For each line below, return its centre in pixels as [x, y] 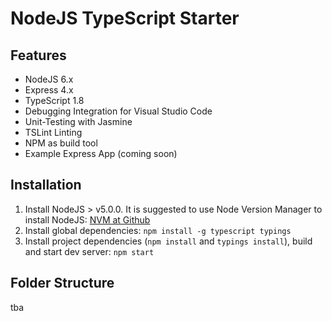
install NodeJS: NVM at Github [87, 219]
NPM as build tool [61, 143]
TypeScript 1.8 [54, 100]
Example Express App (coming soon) [101, 153]
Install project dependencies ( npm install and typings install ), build [168, 241]
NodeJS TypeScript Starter [125, 18]
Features [38, 55]
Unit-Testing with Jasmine [78, 121]
